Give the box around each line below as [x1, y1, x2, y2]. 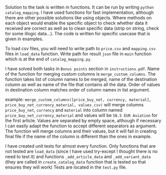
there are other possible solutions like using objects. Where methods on [5, 15, 152, 20]
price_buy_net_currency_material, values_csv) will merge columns [5, 102, 144, 107]
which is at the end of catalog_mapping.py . [5, 56, 92, 62]
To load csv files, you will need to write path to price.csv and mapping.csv [5, 46, 156, 51]
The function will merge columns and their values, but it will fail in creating [5, 128, 157, 134]
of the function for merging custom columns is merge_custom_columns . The [5, 71, 156, 77]
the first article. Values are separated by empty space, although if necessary [5, 118, 162, 123]
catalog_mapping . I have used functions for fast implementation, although [5, 9, 154, 15]
